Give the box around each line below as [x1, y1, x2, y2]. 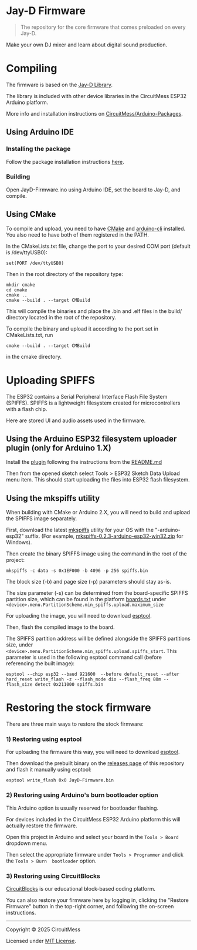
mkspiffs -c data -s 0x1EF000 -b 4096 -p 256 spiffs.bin [6, 568, 148, 574]
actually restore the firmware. [6, 822, 77, 829]
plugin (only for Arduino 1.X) [6, 443, 111, 453]
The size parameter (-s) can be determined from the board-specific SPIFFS [6, 589, 189, 597]
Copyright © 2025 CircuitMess [6, 926, 81, 933]
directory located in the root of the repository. [6, 314, 117, 321]
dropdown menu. [6, 840, 47, 847]
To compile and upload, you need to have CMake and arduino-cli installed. [6, 225, 186, 232]
